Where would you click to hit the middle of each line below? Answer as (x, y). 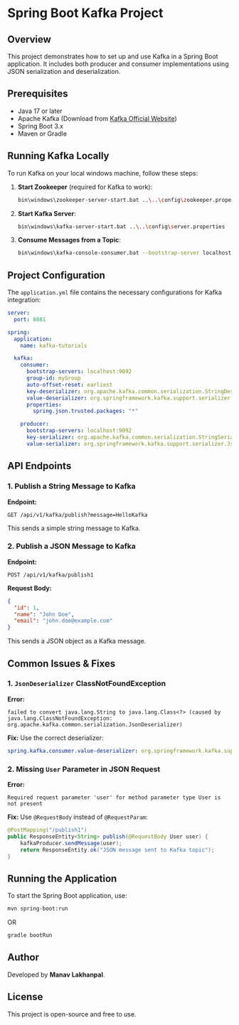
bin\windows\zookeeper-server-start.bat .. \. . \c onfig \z (102, 200)
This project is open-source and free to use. (72, 1014)
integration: (24, 300)
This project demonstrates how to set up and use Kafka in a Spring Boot (113, 56)
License (25, 997)
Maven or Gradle (42, 134)
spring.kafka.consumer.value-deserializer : (73, 751)
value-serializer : (53, 444)
